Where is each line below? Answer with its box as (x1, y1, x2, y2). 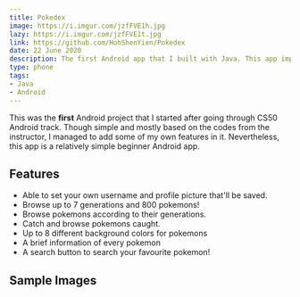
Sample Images (9, 273, 97, 288)
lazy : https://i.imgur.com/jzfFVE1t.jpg (9, 29, 162, 38)
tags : (9, 71, 29, 80)
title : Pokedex (9, 12, 66, 22)
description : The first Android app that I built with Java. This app (9, 54, 278, 63)
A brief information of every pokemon (21, 237, 161, 248)
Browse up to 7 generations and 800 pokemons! (21, 200, 200, 210)
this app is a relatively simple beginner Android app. (9, 140, 201, 152)
